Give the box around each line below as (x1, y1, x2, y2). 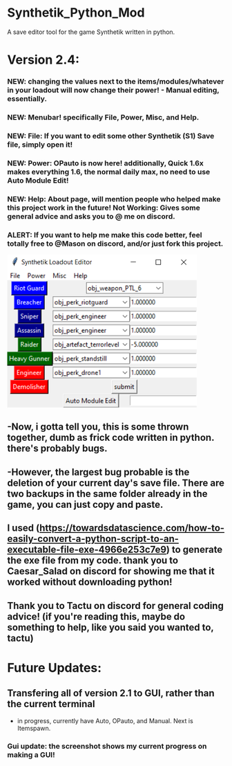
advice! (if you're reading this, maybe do (7, 610, 185, 622)
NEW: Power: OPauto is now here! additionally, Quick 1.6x (7, 158, 204, 167)
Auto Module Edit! (7, 175, 69, 185)
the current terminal (7, 698, 95, 710)
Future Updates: (7, 659, 102, 675)
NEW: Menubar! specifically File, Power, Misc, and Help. (7, 112, 200, 122)
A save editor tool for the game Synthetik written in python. (7, 28, 175, 36)
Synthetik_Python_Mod (7, 5, 145, 21)
